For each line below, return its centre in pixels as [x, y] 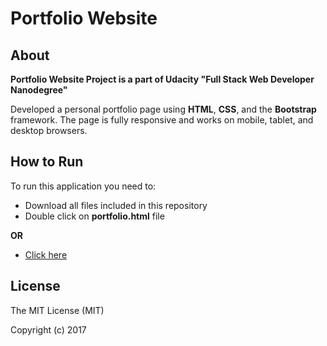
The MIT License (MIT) [57, 310]
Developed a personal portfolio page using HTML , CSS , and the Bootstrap [163, 109]
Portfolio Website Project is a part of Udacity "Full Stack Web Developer [162, 79]
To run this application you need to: [83, 186]
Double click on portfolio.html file [94, 216]
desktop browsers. [49, 130]
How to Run [47, 162]
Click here [46, 254]
